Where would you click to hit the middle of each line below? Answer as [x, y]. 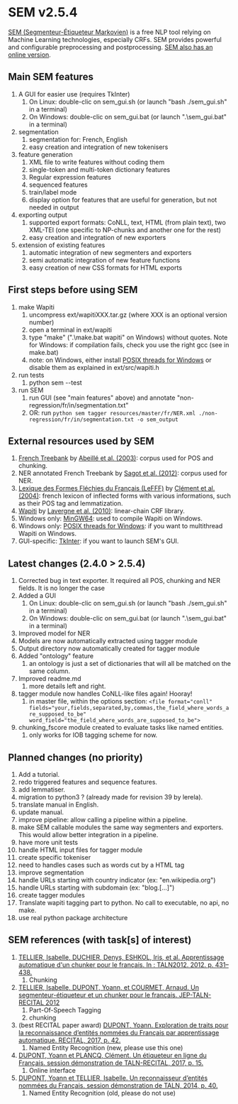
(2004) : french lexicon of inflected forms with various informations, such [124, 496]
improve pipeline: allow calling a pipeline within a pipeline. [103, 820]
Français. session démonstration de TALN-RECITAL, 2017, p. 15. [111, 1063]
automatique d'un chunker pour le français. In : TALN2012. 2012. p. [116, 964]
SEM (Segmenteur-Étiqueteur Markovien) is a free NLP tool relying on [109, 32]
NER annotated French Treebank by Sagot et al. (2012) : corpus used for [123, 474]
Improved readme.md [50, 679]
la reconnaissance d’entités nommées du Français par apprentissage [119, 1032]
